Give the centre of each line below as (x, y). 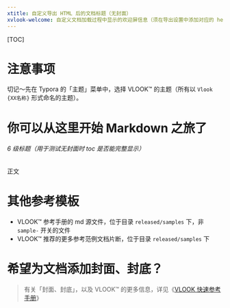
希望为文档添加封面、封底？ (85, 269)
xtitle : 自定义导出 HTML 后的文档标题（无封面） (69, 13)
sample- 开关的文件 (43, 230)
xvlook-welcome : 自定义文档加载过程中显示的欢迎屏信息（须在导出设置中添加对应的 (111, 20)
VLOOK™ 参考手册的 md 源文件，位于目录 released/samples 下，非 (110, 221)
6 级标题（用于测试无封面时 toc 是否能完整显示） (76, 149)
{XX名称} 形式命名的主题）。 (45, 98)
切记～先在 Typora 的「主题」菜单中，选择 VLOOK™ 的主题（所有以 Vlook (110, 89)
